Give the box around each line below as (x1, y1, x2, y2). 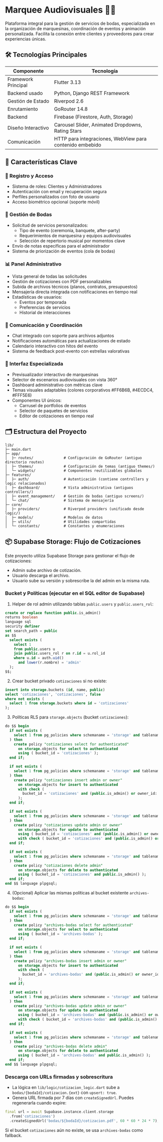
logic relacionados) (5, 481, 47, 486)
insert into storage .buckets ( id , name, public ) (5, 687, 105, 692)
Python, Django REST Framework (54, 89, 130, 96)
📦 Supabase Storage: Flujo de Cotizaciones (5, 537, 141, 546)
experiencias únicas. (5, 36, 47, 42)
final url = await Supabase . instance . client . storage (5, 1109, 114, 1114)
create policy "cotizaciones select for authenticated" (14, 742, 130, 747)
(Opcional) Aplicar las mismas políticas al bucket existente (12, 890, 129, 896)
